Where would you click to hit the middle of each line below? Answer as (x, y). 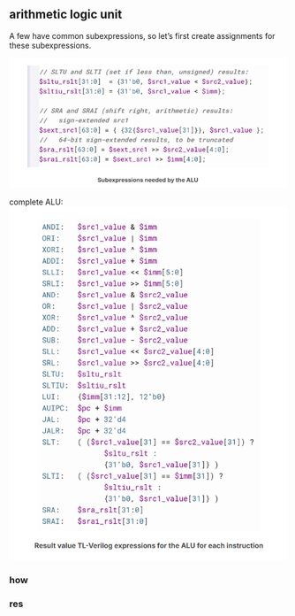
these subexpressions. (50, 45)
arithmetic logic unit (66, 15)
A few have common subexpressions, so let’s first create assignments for (142, 35)
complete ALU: (36, 202)
